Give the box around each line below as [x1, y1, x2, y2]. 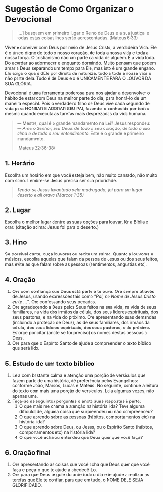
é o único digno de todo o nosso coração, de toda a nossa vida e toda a [5, 50, 149, 55]
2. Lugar [5, 206, 31, 215]
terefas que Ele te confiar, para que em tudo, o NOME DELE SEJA [12, 477, 144, 483]
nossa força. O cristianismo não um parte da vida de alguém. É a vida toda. [5, 55, 156, 60]
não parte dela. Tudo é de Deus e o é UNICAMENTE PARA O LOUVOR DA [5, 75, 152, 81]
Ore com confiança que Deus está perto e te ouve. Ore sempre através [12, 289, 155, 294]
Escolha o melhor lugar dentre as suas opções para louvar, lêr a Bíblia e [5, 219, 148, 225]
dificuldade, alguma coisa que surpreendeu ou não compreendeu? [19, 409, 153, 414]
